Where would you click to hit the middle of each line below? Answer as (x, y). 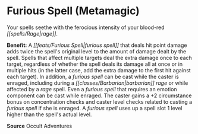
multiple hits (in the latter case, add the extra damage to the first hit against (99, 70)
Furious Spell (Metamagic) (73, 11)
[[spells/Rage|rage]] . (32, 33)
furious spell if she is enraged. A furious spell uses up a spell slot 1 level (95, 108)
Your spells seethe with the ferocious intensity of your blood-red (86, 27)
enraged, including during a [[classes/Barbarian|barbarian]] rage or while (98, 83)
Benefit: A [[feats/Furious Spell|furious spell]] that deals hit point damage (97, 45)
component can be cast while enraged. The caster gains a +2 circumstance (99, 95)
